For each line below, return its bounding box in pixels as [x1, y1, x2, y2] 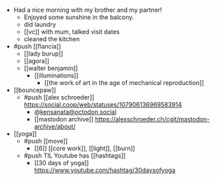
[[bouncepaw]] [13, 86, 56, 94]
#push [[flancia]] [13, 43, 62, 50]
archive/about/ [34, 123, 76, 130]
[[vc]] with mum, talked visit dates [23, 27, 120, 36]
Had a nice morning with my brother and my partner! [13, 6, 162, 14]
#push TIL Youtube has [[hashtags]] [23, 152, 126, 160]
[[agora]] [23, 57, 49, 64]
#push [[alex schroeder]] [23, 93, 94, 101]
